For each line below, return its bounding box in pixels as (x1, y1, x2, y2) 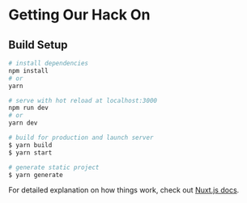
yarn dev (8, 119, 38, 127)
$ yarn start (8, 148, 53, 157)
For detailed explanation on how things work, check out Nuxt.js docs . (8, 185, 240, 195)
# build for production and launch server (8, 133, 154, 142)
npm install (8, 66, 49, 74)
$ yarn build (8, 141, 53, 149)
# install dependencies (8, 59, 89, 67)
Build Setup (8, 38, 68, 52)
